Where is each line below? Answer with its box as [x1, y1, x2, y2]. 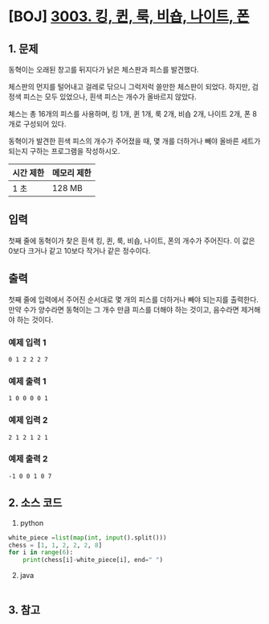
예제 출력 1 [8, 375, 47, 386]
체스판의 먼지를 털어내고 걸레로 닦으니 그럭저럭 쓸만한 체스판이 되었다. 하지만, [8, 82, 251, 91]
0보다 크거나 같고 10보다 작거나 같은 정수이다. [8, 246, 151, 255]
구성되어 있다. [22, 119, 67, 129]
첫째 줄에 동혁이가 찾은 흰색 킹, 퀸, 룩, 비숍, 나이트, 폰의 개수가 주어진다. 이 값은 [8, 235, 255, 246]
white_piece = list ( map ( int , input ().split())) [8, 533, 167, 542]
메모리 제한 [51, 167, 92, 178]
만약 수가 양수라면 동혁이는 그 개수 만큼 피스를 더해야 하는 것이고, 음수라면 [8, 304, 239, 314]
